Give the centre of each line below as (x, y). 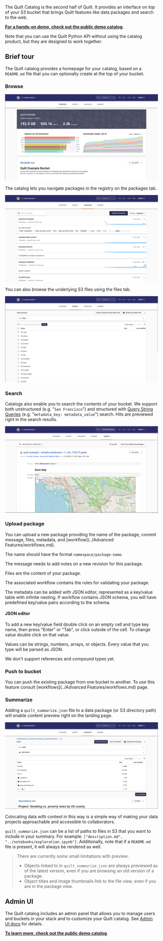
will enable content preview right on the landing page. (59, 715)
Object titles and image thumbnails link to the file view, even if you (90, 881)
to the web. (16, 17)
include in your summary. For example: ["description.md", (64, 836)
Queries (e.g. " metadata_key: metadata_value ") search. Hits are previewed (79, 414)
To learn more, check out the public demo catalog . (57, 933)
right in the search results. (31, 420)
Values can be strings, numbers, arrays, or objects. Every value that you (77, 644)
